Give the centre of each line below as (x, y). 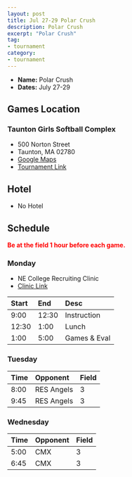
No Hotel (30, 206)
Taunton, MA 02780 (46, 152)
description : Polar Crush (45, 27)
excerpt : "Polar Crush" (42, 33)
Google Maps (37, 160)
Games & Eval (88, 338)
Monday (22, 263)
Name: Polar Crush (45, 79)
